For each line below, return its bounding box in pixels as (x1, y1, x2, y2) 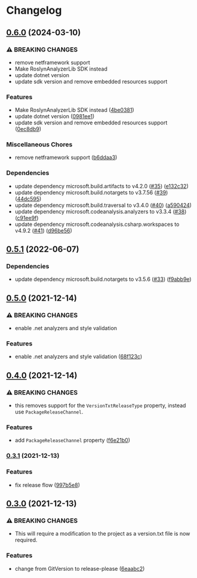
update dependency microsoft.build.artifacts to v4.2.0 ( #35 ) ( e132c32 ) (14, 182, 189, 189)
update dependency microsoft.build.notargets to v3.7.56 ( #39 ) (14, 189, 168, 196)
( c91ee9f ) (14, 214, 39, 221)
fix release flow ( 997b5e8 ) (14, 481, 81, 488)
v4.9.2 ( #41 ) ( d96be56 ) (14, 227, 73, 234)
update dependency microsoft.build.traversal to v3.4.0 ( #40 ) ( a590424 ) (14, 201, 192, 209)
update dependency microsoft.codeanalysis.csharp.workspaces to (14, 221, 180, 228)
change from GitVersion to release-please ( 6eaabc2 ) (14, 565, 145, 572)
